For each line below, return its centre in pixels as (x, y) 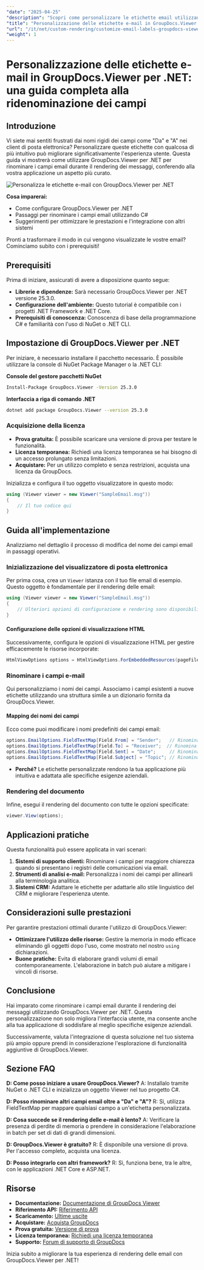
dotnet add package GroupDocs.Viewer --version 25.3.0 (77, 410)
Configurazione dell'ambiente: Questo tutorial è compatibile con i (98, 305)
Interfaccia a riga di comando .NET (51, 399)
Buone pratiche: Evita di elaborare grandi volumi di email (86, 958)
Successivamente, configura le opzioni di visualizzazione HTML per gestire (100, 643)
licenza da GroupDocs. (44, 471)
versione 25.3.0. (35, 298)
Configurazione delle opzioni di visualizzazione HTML (76, 629)
